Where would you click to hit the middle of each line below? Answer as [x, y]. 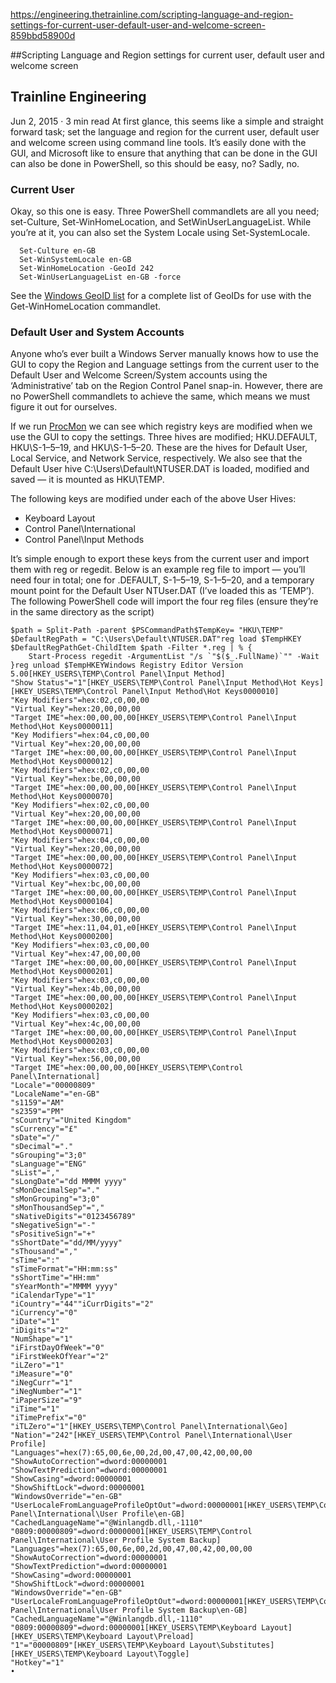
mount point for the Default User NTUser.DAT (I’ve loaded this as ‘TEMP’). [162, 591]
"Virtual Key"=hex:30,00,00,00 [75, 919]
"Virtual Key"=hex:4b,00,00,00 [75, 989]
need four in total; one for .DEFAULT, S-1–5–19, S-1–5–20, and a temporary [162, 580]
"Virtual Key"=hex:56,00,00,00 [75, 1059]
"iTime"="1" [35, 1409]
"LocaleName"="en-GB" [55, 1094]
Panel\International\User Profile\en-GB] [98, 1514]
